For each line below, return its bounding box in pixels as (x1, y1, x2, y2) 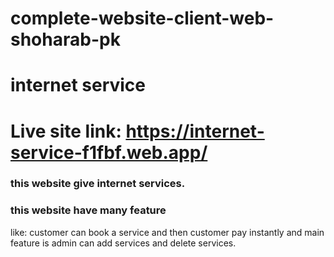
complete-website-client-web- (10, 7, 275, 30)
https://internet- (125, 120, 265, 142)
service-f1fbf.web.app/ (10, 141, 208, 164)
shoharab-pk (10, 28, 121, 51)
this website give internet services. (10, 177, 186, 191)
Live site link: (10, 120, 122, 142)
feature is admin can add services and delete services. (10, 237, 237, 249)
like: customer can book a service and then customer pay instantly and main (10, 226, 325, 238)
